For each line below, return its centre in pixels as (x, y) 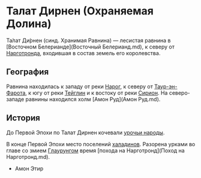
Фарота (16, 93)
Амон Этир (29, 168)
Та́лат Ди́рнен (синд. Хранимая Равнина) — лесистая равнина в (88, 40)
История (23, 118)
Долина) (29, 24)
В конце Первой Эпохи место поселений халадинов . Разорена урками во (101, 144)
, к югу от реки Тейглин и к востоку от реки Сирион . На (96, 93)
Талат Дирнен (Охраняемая (80, 11)
